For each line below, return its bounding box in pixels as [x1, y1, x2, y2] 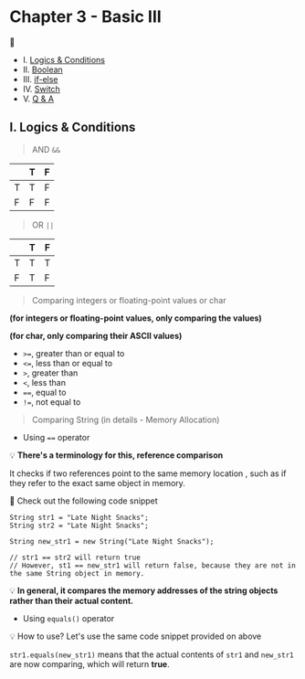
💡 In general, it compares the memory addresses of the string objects [9, 585, 279, 596]
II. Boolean [22, 64, 64, 75]
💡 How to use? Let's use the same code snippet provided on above [9, 631, 262, 642]
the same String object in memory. [9, 568, 145, 578]
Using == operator [22, 431, 90, 442]
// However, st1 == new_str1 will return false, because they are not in [9, 560, 297, 570]
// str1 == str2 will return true [9, 553, 142, 562]
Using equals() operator [22, 612, 115, 623]
